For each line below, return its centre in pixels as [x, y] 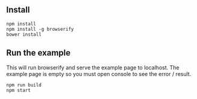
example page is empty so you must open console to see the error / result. [99, 74]
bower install [24, 34]
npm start [19, 90]
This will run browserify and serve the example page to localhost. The [93, 67]
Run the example [39, 53]
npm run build [24, 85]
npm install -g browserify [40, 29]
